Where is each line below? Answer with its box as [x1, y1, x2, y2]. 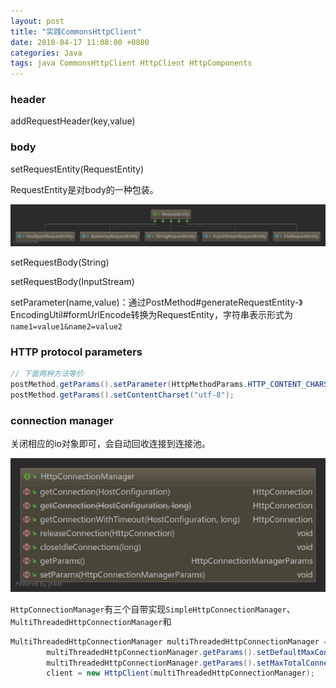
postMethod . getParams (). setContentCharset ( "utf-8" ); [10, 390, 235, 400]
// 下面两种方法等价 [10, 369, 84, 379]
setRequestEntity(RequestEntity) [10, 163, 145, 175]
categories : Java [10, 48, 83, 58]
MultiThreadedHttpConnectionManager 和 [10, 615, 172, 627]
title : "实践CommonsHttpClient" [10, 26, 142, 37]
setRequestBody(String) [10, 256, 110, 269]
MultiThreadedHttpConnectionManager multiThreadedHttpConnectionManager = [10, 636, 329, 647]
